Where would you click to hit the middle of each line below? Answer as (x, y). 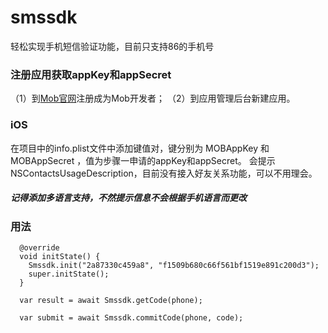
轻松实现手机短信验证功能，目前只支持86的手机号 (112, 46)
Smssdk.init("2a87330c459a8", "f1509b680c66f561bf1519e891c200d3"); (174, 265)
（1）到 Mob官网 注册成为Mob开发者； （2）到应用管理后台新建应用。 (153, 98)
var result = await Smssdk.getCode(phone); (111, 300)
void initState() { (60, 256)
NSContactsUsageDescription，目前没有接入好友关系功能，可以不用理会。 (164, 173)
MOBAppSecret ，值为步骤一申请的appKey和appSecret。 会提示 (143, 160)
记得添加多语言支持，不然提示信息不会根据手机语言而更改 (128, 198)
